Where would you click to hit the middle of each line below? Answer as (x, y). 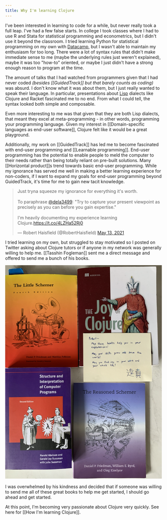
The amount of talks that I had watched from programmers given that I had (82, 77)
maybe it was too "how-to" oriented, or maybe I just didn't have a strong (79, 62)
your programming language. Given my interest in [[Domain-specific (75, 124)
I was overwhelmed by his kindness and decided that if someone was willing (83, 487)
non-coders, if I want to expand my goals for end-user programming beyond (83, 176)
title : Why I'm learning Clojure (40, 10)
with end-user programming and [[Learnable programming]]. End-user (78, 150)
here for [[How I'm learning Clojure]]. (43, 512)
